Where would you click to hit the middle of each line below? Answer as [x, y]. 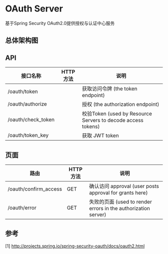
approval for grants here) [118, 192]
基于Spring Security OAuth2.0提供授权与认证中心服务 [60, 23]
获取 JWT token [100, 135]
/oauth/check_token [31, 119]
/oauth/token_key [28, 135]
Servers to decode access [113, 120]
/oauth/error [22, 207]
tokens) [91, 126]
